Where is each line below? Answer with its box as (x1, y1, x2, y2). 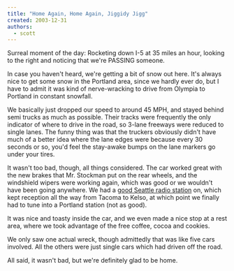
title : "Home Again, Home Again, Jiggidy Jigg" (7, 10, 149, 17)
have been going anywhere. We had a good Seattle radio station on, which (7, 186, 222, 194)
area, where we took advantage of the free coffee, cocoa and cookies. (7, 221, 210, 230)
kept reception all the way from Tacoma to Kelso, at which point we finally (7, 193, 220, 202)
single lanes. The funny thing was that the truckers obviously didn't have (7, 128, 217, 136)
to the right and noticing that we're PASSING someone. (7, 57, 166, 65)
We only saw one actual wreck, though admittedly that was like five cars (7, 235, 215, 244)
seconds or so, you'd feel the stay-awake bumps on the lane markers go (7, 142, 216, 151)
